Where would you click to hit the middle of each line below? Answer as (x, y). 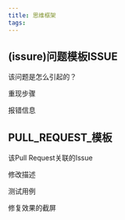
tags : (17, 23)
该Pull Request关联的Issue (50, 158)
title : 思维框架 (32, 15)
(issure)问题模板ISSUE (63, 56)
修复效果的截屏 (32, 208)
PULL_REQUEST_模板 (60, 137)
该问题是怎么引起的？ (42, 77)
